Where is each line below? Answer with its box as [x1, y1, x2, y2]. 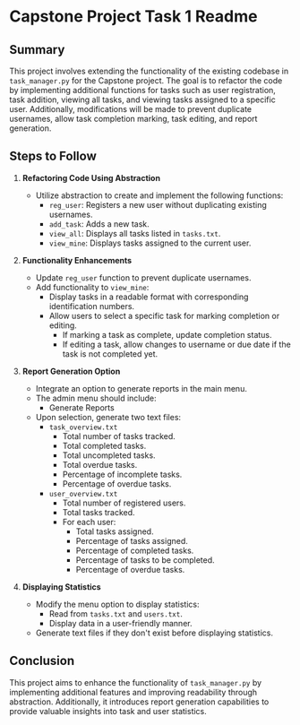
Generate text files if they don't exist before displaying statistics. [35, 627, 274, 638]
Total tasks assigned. [75, 526, 154, 537]
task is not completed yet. [62, 348, 159, 359]
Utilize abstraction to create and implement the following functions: [35, 190, 284, 201]
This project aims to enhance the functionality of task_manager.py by [9, 677, 262, 687]
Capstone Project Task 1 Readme [9, 6, 258, 27]
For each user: [62, 516, 116, 527]
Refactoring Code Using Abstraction [21, 172, 161, 183]
